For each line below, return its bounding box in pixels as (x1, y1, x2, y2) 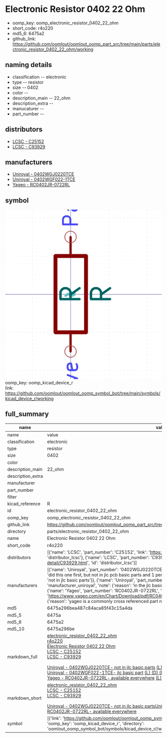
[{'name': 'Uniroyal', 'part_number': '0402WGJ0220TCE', (47, 567, 165, 573)
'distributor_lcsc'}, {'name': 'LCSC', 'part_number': (47, 554, 150, 560)
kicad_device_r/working (5, 396, 54, 402)
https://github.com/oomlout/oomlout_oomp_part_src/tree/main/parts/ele (12, 41, 161, 47)
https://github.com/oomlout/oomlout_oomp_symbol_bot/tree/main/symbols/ (5, 390, 161, 396)
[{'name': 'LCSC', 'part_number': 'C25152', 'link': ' (47, 549, 150, 555)
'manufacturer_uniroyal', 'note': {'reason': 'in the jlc (47, 583, 152, 589)
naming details (5, 61, 52, 69)
